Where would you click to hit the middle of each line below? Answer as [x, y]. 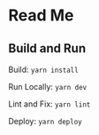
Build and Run [47, 48]
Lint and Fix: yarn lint [49, 104]
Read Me [41, 16]
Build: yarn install [43, 69]
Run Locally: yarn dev [48, 87]
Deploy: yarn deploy [45, 121]
